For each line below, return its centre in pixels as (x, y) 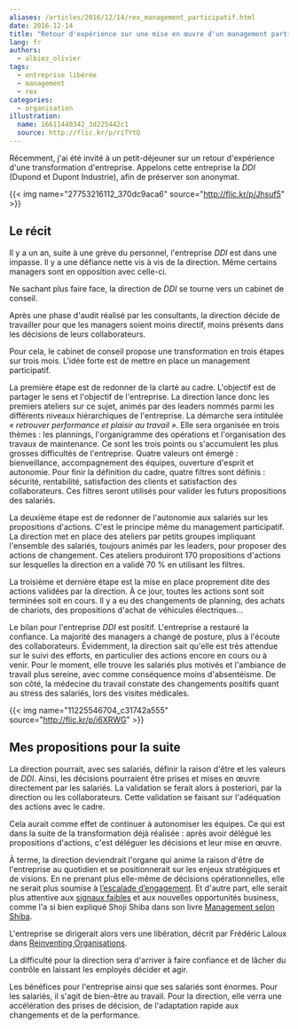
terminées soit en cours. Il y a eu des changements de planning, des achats (147, 600)
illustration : (35, 116)
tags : (19, 67)
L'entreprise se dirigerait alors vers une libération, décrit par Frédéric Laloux (148, 933)
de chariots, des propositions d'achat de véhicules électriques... (126, 610)
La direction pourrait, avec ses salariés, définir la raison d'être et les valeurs (148, 768)
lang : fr (25, 42)
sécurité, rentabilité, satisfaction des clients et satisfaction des (123, 481)
